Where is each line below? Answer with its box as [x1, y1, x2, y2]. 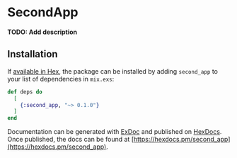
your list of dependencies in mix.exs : [7, 74, 115, 83]
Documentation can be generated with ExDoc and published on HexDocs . [7, 128, 222, 136]
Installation [7, 48, 58, 60]
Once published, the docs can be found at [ [7, 135, 134, 144]
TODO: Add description [7, 28, 78, 36]
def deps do [7, 88, 42, 96]
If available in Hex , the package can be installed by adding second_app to [7, 67, 218, 75]
